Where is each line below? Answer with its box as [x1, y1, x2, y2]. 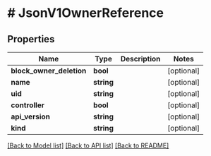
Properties [7, 33, 55, 45]
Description [120, 54, 161, 64]
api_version [11, 112, 51, 121]
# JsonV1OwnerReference [7, 5, 164, 21]
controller [11, 100, 44, 110]
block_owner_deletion [11, 66, 87, 76]
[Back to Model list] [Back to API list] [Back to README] [7, 141, 169, 150]
